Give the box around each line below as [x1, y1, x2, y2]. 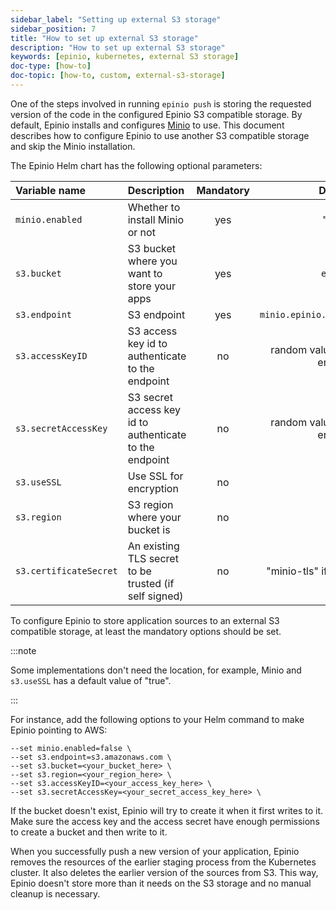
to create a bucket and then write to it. [10, 826, 168, 838]
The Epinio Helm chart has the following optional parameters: [10, 159, 263, 171]
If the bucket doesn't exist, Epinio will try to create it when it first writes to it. [10, 804, 324, 816]
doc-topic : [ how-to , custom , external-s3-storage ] [10, 71, 226, 81]
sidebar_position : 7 [10, 24, 97, 34]
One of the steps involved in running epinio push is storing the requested [10, 97, 312, 110]
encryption [127, 481, 179, 495]
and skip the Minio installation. [10, 140, 136, 152]
